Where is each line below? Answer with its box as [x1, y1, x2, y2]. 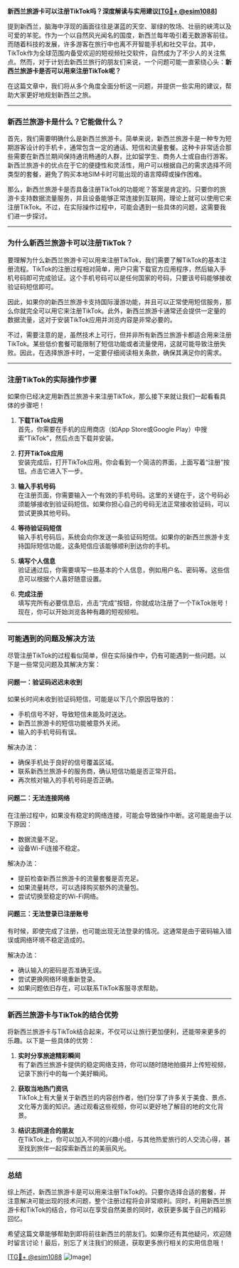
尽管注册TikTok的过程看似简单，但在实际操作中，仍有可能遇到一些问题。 [7, 651, 221, 660]
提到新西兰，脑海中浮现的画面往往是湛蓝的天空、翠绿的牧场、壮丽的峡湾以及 [7, 22, 232, 31]
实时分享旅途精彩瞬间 [17, 1051, 80, 1060]
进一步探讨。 [13, 212, 51, 220]
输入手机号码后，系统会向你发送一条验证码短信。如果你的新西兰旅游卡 [17, 532, 224, 541]
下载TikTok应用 [17, 416, 64, 425]
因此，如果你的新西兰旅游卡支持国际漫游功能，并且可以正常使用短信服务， [7, 297, 225, 306]
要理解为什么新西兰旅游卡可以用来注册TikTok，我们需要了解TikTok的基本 [7, 256, 221, 264]
